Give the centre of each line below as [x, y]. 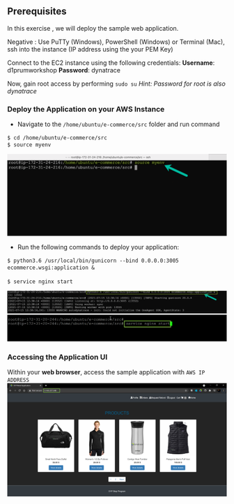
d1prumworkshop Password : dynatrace [64, 70]
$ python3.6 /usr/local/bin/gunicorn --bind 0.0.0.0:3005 [93, 261]
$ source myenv [29, 145]
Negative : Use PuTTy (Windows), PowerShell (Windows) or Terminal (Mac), [116, 42]
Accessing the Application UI [57, 357]
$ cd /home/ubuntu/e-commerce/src [57, 138]
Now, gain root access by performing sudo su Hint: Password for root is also [117, 84]
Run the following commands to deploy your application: [98, 247]
